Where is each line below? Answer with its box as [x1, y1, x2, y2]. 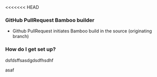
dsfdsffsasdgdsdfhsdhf [5, 57, 54, 63]
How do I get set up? [5, 46, 56, 53]
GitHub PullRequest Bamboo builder [5, 16, 95, 23]
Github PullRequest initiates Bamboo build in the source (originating [12, 28, 152, 34]
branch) [12, 33, 29, 39]
